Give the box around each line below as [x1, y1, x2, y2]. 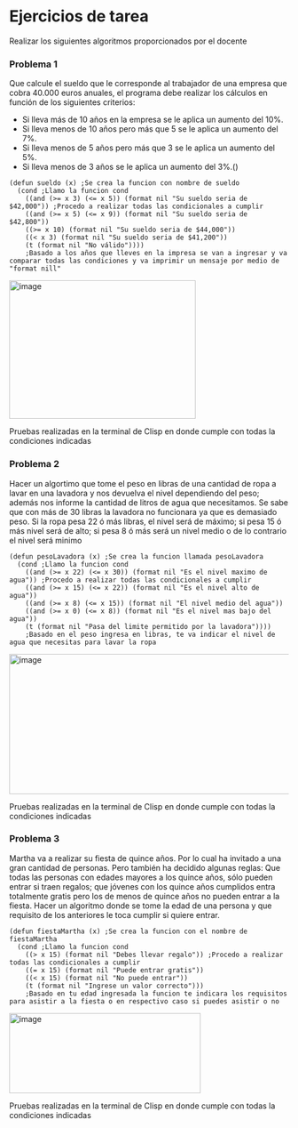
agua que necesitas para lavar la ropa [9, 638, 157, 647]
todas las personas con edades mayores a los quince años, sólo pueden [9, 872, 273, 882]
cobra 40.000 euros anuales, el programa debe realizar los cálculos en [9, 87, 268, 99]
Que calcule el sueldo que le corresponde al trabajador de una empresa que [9, 78, 287, 89]
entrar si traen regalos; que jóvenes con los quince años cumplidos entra [9, 881, 276, 891]
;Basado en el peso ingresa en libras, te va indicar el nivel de [25, 630, 276, 639]
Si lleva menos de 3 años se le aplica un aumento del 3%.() [21, 162, 239, 173]
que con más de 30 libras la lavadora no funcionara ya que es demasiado [9, 506, 278, 517]
